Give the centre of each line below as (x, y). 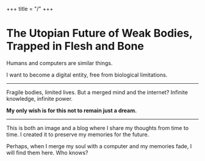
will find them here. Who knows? (47, 152)
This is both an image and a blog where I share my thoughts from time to (98, 128)
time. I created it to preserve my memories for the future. (78, 134)
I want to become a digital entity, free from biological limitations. (87, 75)
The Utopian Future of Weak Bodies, (99, 33)
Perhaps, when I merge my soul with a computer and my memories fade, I (99, 146)
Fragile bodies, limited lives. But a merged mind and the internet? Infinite (97, 92)
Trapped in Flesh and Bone (75, 46)
